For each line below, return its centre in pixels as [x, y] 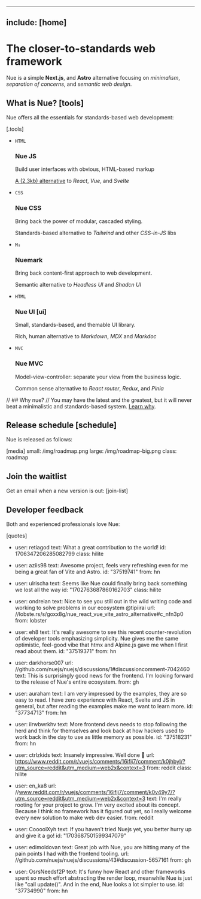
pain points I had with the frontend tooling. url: [72, 854]
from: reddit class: [169, 768]
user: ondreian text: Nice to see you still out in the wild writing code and [103, 602]
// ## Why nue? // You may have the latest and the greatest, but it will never [99, 400]
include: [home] [36, 22]
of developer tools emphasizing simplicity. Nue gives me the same [96, 639]
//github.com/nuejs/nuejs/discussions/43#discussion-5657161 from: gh [103, 860]
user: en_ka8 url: [36, 786]
